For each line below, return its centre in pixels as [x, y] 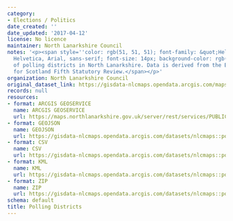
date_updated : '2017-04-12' [48, 33]
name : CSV [27, 149]
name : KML [27, 168]
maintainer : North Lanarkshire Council [65, 46]
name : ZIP [27, 188]
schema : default [31, 201]
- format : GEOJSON [34, 123]
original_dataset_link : [42, 85]
